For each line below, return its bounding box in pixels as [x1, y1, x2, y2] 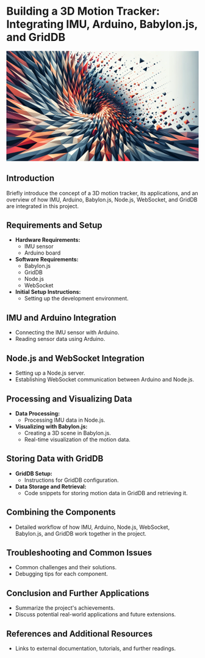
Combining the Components [6, 507, 116, 518]
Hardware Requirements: [15, 236, 81, 244]
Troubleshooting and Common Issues [6, 547, 153, 558]
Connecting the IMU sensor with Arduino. [15, 329, 120, 336]
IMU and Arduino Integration [6, 312, 117, 323]
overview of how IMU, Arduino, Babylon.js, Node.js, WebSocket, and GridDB [6, 196, 198, 203]
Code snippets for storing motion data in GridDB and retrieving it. [24, 489, 188, 496]
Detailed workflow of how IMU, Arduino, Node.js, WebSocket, [15, 523, 170, 531]
